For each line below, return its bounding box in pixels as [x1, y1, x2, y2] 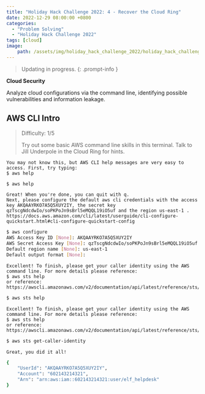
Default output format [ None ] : [6, 251, 86, 258]
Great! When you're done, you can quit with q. [6, 192, 130, 198]
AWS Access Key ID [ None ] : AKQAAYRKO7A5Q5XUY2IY [6, 235, 132, 241]
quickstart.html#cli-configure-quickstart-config [6, 218, 135, 224]
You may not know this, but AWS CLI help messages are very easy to [6, 159, 184, 165]
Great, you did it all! [6, 349, 67, 355]
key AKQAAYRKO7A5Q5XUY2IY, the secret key [6, 202, 116, 209]
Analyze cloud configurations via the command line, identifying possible [6, 89, 188, 96]
